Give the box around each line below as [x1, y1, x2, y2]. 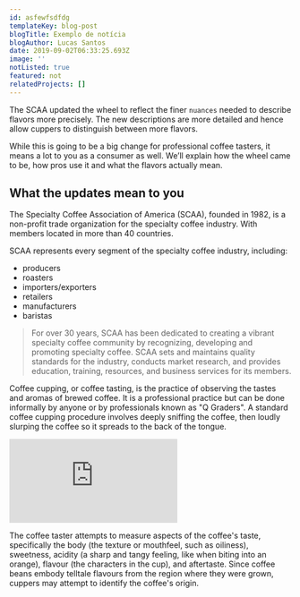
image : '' [9, 55, 47, 64]
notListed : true [9, 64, 70, 72]
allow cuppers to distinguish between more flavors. [9, 123, 199, 134]
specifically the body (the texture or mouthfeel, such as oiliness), [9, 540, 249, 550]
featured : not [9, 72, 63, 81]
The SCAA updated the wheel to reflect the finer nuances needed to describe [9, 104, 292, 115]
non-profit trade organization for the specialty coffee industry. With [9, 218, 258, 229]
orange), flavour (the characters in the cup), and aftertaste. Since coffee [9, 559, 276, 569]
